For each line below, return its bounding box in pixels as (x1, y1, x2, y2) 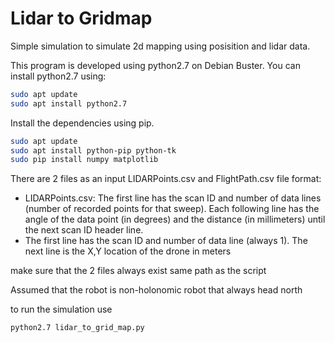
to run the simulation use (10, 303, 113, 316)
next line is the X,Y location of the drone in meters (24, 245, 232, 257)
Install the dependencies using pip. (10, 117, 155, 129)
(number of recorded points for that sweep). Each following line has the (24, 203, 320, 215)
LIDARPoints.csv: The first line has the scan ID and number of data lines (24, 192, 322, 204)
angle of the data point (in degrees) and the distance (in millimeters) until (24, 213, 326, 226)
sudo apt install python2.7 (10, 98, 128, 109)
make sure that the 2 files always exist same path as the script (10, 265, 267, 277)
